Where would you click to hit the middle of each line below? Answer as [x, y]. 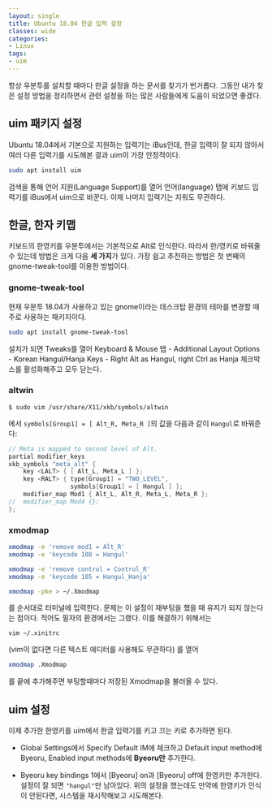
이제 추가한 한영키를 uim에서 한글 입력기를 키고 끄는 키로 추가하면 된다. [121, 731]
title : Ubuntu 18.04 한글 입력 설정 [65, 24]
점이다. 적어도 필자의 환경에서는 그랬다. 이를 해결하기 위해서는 [114, 618]
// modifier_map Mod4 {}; [54, 501]
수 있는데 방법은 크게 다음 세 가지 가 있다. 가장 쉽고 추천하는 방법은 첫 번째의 [127, 256]
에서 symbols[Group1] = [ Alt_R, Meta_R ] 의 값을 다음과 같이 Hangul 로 [124, 423]
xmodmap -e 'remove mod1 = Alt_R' [67, 547]
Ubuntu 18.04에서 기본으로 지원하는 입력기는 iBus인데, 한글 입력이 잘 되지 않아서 [136, 145]
